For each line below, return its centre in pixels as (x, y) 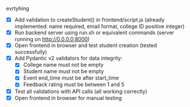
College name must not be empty (63, 65)
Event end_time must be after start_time (71, 78)
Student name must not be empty (63, 71)
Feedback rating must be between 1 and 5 (74, 85)
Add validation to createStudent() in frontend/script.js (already (89, 20)
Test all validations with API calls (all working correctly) (81, 91)
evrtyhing (18, 8)
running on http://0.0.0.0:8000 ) (52, 39)
